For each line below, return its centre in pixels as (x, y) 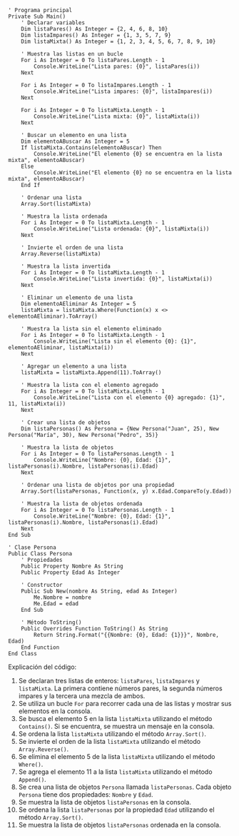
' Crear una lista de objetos (66, 423)
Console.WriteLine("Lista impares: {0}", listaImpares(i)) (123, 91)
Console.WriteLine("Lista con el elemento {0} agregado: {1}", (129, 398)
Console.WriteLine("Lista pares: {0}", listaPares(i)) (117, 66)
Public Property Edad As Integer (71, 573)
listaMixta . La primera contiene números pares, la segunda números (121, 688)
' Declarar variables (53, 23)
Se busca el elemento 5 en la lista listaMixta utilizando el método (115, 719)
